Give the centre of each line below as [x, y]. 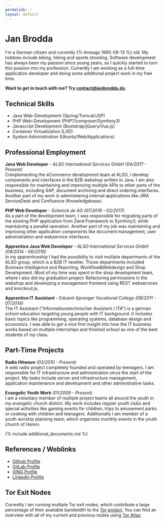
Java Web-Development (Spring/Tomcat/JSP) [59, 116]
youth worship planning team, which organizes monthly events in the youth [81, 419]
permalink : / [18, 10]
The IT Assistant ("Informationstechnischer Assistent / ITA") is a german [78, 308]
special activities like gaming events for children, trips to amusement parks [81, 408]
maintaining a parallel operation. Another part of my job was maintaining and [83, 226]
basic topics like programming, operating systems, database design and [78, 319]
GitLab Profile [26, 466]
